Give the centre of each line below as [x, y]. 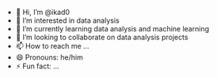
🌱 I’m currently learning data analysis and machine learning [112, 29]
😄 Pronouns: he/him [49, 57]
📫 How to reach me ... [52, 46]
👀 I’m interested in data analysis [68, 20]
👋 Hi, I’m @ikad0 [42, 12]
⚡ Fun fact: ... [37, 66]
